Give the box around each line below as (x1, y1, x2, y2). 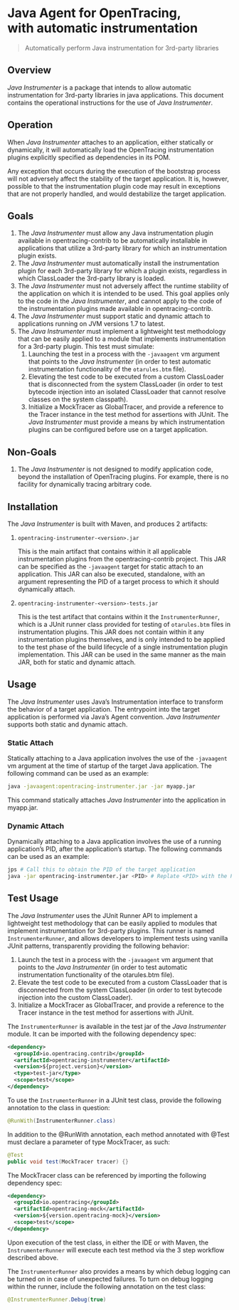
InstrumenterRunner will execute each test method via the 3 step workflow (7, 1245, 225, 1254)
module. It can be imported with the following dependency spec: (7, 1030, 197, 1038)
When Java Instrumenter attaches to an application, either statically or (7, 137, 213, 147)
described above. (7, 1253, 59, 1262)
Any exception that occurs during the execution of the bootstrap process (7, 167, 221, 175)
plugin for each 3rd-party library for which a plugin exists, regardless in (17, 267, 228, 275)
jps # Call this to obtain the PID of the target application (7, 866, 196, 873)
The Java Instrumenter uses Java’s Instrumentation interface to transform (7, 697, 224, 706)
